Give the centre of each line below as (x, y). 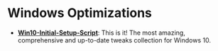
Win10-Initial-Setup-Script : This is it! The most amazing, (102, 33)
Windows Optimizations (80, 13)
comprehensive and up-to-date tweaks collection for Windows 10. (114, 40)
